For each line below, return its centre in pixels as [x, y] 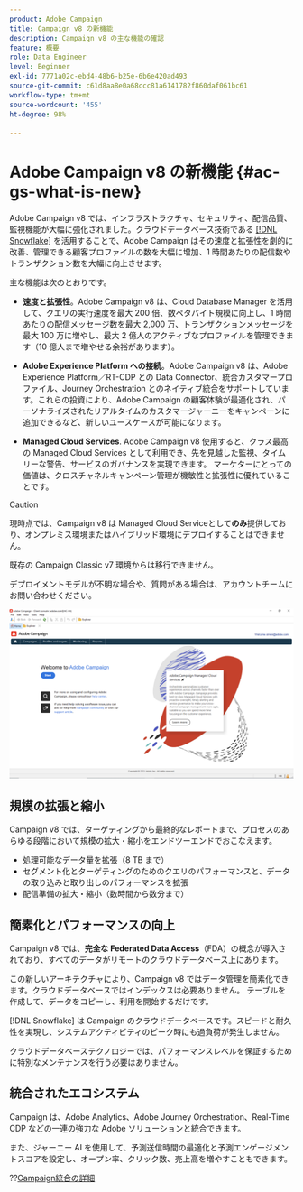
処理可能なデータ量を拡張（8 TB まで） [96, 860]
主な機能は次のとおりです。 [60, 282]
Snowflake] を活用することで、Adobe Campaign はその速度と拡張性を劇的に [151, 241]
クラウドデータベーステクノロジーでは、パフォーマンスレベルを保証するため [151, 1051]
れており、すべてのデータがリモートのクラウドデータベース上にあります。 [146, 960]
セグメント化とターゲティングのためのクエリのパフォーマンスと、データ [156, 872]
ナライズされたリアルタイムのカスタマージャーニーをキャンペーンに [164, 411]
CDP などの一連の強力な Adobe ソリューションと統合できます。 [128, 1128]
